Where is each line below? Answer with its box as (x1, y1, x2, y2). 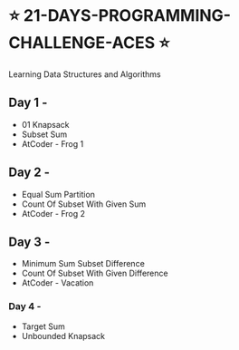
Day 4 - (8, 300, 42, 313)
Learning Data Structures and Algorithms (8, 68, 161, 80)
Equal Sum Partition (21, 189, 96, 199)
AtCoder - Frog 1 (21, 138, 84, 149)
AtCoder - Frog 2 (21, 208, 86, 219)
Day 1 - (8, 95, 48, 111)
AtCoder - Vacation (21, 277, 94, 288)
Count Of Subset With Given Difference (21, 267, 168, 279)
